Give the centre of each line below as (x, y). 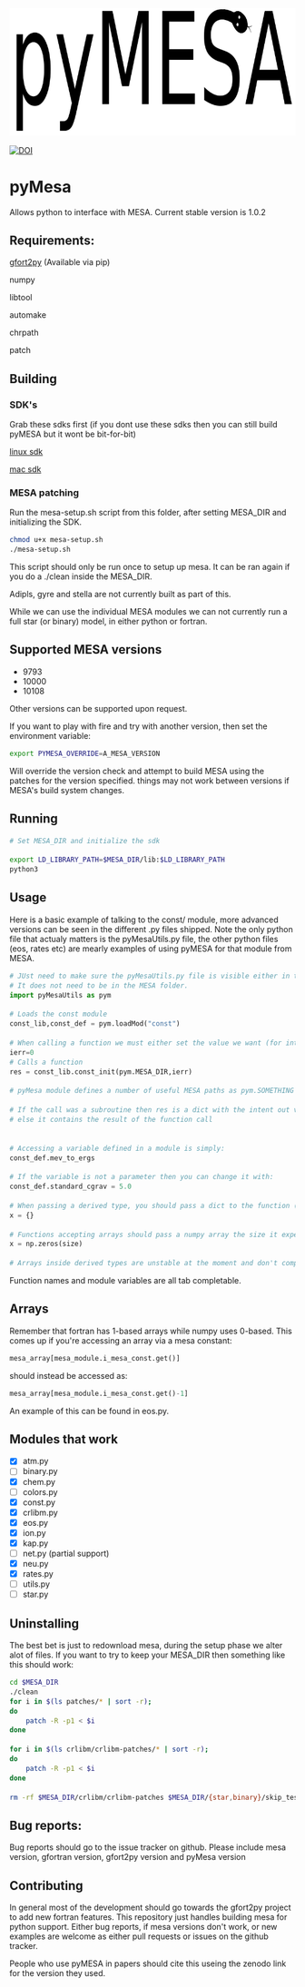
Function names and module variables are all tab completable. (126, 1280)
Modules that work (64, 1439)
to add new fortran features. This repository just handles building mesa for (148, 1917)
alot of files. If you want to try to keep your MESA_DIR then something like (148, 1655)
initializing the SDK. (46, 522)
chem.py (39, 1481)
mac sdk (25, 469)
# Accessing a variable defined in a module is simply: (117, 1148)
